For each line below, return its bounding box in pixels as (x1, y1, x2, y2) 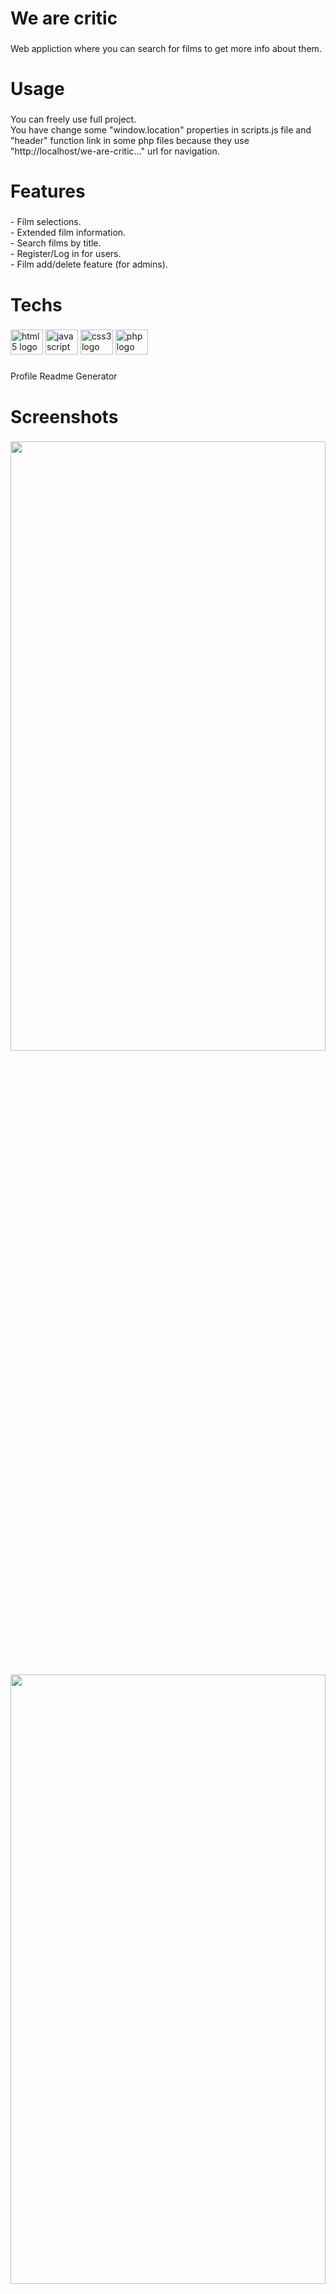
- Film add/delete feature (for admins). (10, 258, 168, 271)
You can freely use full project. (10, 113, 137, 126)
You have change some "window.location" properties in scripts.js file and (10, 124, 312, 136)
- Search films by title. (10, 237, 102, 249)
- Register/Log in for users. (10, 248, 122, 260)
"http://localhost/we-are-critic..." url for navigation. (10, 145, 220, 157)
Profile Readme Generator (10, 370, 118, 382)
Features (10, 180, 86, 203)
